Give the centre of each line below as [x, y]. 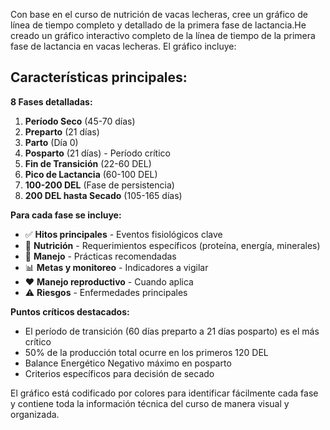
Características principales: [99, 77]
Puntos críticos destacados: [70, 311]
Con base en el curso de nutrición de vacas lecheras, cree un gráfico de [159, 14]
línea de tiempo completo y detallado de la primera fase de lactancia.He [158, 25]
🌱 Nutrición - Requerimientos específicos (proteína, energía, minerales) [172, 245]
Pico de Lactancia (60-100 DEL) [91, 174]
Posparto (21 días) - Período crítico [97, 153]
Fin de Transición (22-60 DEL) [88, 163]
